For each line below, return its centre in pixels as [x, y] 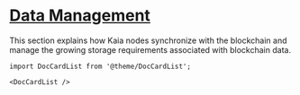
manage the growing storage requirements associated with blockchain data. [150, 49]
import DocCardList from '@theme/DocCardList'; [100, 66]
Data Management [80, 16]
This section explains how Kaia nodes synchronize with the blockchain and [148, 40]
